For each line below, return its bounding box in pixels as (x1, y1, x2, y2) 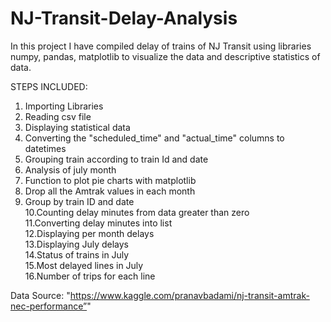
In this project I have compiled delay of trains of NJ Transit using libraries (10, 40, 312, 52)
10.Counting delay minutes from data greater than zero (24, 206, 250, 218)
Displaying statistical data (24, 121, 131, 133)
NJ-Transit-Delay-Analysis (10, 7, 238, 30)
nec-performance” (10, 300, 88, 312)
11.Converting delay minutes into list (24, 217, 173, 229)
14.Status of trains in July (24, 248, 130, 261)
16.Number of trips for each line (24, 270, 156, 282)
